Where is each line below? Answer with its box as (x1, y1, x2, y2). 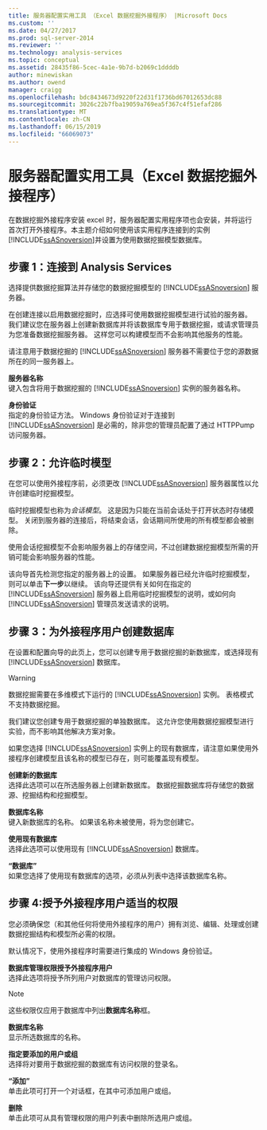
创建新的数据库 (8, 771, 57, 779)
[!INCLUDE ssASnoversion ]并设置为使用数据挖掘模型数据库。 (8, 234, 207, 244)
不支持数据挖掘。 (8, 700, 64, 709)
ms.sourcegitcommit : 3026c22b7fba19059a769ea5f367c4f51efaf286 (8, 100, 222, 108)
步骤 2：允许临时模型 (8, 456, 112, 469)
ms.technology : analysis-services (8, 49, 123, 57)
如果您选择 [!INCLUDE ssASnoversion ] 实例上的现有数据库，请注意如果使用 (8, 744, 252, 753)
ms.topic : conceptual (8, 57, 80, 65)
